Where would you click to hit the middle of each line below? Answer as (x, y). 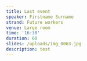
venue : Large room (28, 28)
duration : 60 (22, 38)
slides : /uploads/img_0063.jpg (44, 44)
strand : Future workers (35, 22)
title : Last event (28, 11)
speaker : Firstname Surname (40, 17)
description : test (28, 49)
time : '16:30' (23, 33)
